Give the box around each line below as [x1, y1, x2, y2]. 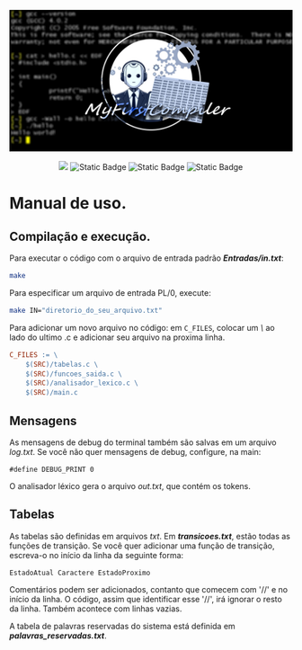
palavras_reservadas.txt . [9, 630, 108, 641]
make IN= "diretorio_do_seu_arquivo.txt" [9, 306, 164, 315]
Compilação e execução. [9, 228, 151, 244]
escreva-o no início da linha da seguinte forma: [9, 549, 184, 560]
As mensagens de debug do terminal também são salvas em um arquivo [9, 437, 277, 448]
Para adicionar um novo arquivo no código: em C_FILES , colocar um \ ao [9, 322, 276, 333]
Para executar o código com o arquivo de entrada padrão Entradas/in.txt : [9, 253, 285, 263]
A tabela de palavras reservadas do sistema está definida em [9, 620, 235, 631]
